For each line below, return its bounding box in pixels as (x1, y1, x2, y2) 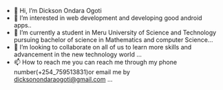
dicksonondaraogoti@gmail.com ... (13, 76, 113, 83)
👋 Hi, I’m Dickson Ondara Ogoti (13, 7, 102, 14)
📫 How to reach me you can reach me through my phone (13, 58, 178, 66)
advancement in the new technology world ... (13, 50, 142, 58)
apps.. (13, 21, 32, 29)
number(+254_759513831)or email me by (13, 68, 131, 76)
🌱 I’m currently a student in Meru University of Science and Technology (13, 28, 217, 36)
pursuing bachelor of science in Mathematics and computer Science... (13, 36, 213, 44)
